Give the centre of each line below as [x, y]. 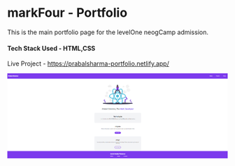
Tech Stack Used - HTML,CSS [51, 48]
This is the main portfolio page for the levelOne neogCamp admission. [108, 32]
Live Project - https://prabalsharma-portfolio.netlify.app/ [88, 63]
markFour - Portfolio [67, 13]
